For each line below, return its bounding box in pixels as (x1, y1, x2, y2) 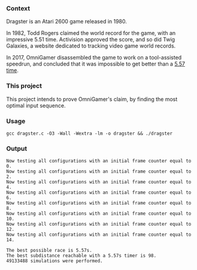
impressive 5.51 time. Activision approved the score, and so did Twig (6, 36, 175, 43)
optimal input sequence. (6, 102, 66, 109)
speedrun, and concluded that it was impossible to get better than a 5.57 (6, 60, 186, 67)
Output (6, 144, 28, 153)
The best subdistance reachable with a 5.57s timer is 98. (6, 253, 157, 259)
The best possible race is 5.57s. (6, 248, 93, 254)
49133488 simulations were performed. (6, 258, 103, 264)
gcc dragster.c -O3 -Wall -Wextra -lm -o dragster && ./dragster (6, 130, 172, 137)
